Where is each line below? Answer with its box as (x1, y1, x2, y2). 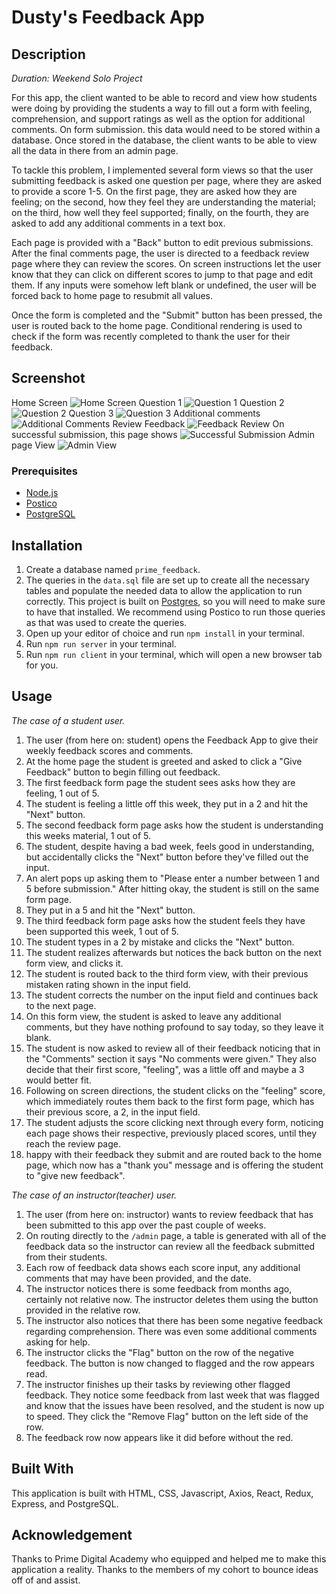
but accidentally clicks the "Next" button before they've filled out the (25, 851, 309, 863)
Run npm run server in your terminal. (25, 637, 177, 650)
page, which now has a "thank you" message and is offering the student (25, 1159, 324, 1171)
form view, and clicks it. (25, 957, 124, 969)
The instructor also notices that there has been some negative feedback (25, 1314, 324, 1326)
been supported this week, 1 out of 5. (25, 925, 179, 937)
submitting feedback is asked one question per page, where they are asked (11, 175, 323, 186)
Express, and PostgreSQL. (11, 1497, 119, 1510)
